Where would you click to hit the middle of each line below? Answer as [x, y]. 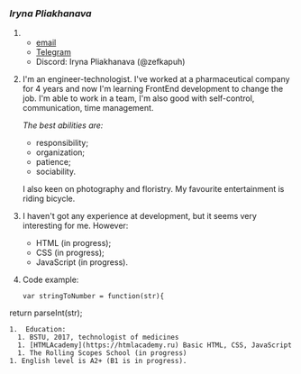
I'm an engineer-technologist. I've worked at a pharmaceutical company [156, 79]
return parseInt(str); [46, 313]
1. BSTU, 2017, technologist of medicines [98, 338]
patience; [53, 162]
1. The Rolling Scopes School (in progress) [102, 353]
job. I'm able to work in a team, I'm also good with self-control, [138, 98]
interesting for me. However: [75, 226]
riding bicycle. [49, 199]
